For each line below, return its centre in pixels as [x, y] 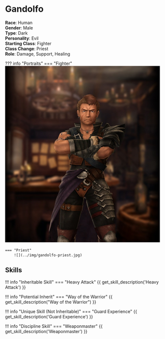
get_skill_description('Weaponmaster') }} [46, 331]
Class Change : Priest [27, 49]
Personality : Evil [22, 38]
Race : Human [19, 23]
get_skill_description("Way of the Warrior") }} [51, 302]
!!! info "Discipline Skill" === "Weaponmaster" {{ [54, 326]
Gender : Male [19, 27]
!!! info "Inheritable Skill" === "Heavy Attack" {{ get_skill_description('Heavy [82, 282]
